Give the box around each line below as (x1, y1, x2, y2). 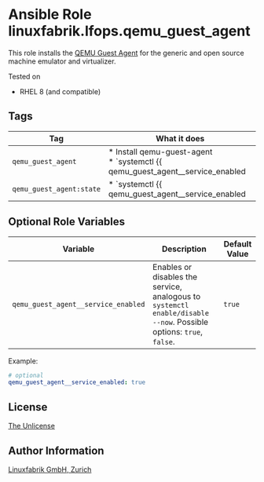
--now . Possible (152, 316, 209, 327)
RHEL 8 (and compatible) (19, 86, 101, 96)
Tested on (8, 71, 41, 81)
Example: (8, 356, 38, 366)
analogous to (152, 290, 201, 301)
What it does (156, 133, 205, 144)
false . (152, 336, 175, 347)
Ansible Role (8, 5, 92, 24)
